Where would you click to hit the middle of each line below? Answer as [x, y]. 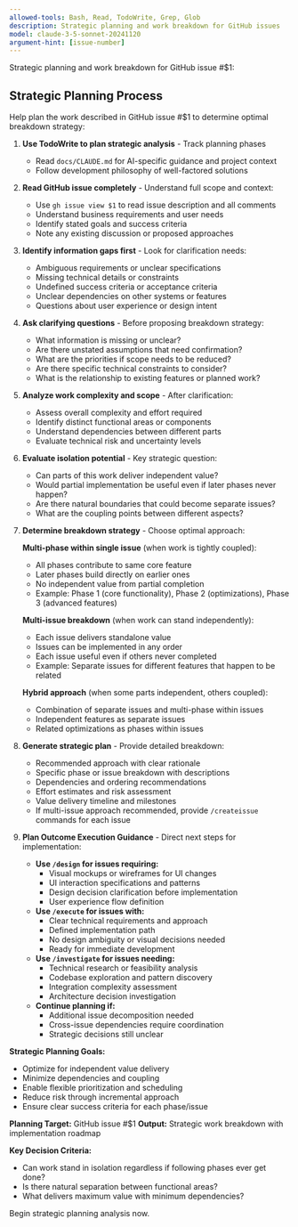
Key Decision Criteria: [50, 1150]
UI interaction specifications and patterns [125, 883]
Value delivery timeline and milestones [106, 801]
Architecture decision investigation [112, 996]
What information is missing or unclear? [108, 340]
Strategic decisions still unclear [106, 1035]
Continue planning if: [75, 1006]
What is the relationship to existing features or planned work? [148, 378]
